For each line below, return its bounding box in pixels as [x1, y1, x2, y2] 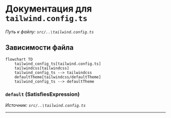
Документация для [5, 3, 93, 15]
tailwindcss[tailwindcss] [14, 65, 70, 71]
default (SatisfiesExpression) [5, 91, 80, 98]
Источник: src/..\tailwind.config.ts [5, 102, 86, 108]
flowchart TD [5, 57, 33, 62]
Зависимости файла [5, 44, 74, 52]
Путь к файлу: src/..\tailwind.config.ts [5, 28, 94, 34]
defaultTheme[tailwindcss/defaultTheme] [14, 74, 101, 80]
